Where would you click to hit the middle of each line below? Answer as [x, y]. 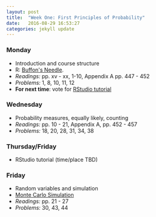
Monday [19, 50]
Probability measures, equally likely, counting [72, 118]
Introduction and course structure [57, 63]
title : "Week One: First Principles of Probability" [76, 18]
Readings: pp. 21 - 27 [42, 201]
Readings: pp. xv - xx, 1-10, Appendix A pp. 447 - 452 [82, 76]
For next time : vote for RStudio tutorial [63, 89]
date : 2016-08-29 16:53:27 [43, 23]
